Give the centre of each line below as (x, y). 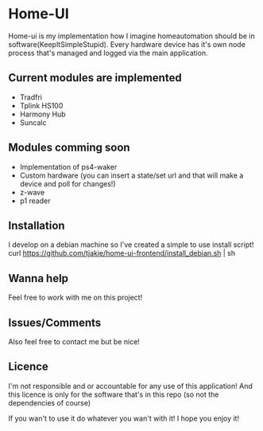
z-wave (32, 192)
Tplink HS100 (41, 105)
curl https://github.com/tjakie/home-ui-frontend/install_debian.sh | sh (122, 253)
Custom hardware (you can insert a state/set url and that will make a (131, 175)
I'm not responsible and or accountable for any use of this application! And (130, 386)
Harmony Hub (43, 114)
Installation (37, 225)
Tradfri (31, 97)
